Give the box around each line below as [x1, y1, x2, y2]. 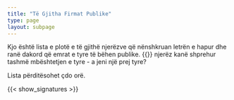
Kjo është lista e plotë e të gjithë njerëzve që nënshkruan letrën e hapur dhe [7, 43, 227, 51]
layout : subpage [7, 23, 55, 30]
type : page [7, 17, 39, 24]
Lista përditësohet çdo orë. [7, 71, 86, 80]
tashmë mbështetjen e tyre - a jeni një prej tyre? [7, 58, 147, 66]
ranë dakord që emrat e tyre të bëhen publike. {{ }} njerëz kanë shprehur [7, 50, 216, 58]
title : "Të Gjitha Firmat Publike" [7, 10, 112, 18]
